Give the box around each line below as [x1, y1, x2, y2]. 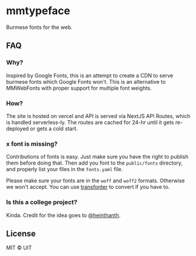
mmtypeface [6, 4, 71, 18]
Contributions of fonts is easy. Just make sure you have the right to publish [6, 153, 189, 160]
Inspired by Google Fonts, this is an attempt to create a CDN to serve [6, 72, 174, 79]
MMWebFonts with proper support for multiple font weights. [6, 84, 152, 91]
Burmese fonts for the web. [6, 24, 73, 31]
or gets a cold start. [30, 125, 78, 132]
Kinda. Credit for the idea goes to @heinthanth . [6, 211, 121, 219]
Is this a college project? [6, 198, 78, 206]
